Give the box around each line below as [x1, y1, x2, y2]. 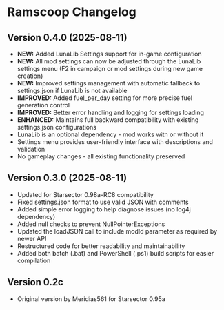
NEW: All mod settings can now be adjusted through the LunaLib [17, 57, 201, 65]
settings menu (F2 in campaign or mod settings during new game [17, 65, 203, 72]
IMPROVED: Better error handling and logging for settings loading [17, 108, 205, 116]
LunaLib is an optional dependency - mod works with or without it [17, 130, 204, 138]
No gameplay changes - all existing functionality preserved [17, 152, 185, 161]
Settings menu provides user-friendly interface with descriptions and [17, 138, 214, 145]
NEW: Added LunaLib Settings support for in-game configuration [17, 50, 202, 58]
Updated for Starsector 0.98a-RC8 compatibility [17, 190, 154, 198]
